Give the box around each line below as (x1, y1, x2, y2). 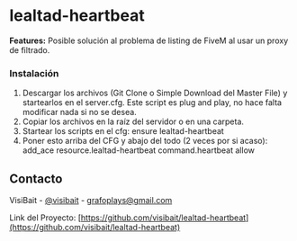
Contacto (9, 171, 63, 186)
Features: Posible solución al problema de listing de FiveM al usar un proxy (9, 35, 289, 46)
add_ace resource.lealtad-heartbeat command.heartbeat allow (22, 145, 255, 156)
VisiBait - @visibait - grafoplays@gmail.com (9, 195, 173, 206)
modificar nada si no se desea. (22, 107, 137, 118)
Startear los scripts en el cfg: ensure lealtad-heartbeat (22, 126, 225, 137)
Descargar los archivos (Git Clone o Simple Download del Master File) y (22, 87, 288, 99)
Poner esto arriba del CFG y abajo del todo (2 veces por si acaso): (22, 136, 268, 147)
